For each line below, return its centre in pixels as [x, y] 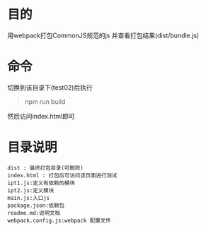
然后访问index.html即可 [41, 116]
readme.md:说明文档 [34, 213]
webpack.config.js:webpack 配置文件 [59, 220]
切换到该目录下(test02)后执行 [50, 87]
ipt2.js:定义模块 [31, 190]
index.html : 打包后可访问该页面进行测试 [62, 175]
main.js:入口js [29, 198]
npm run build [45, 101]
